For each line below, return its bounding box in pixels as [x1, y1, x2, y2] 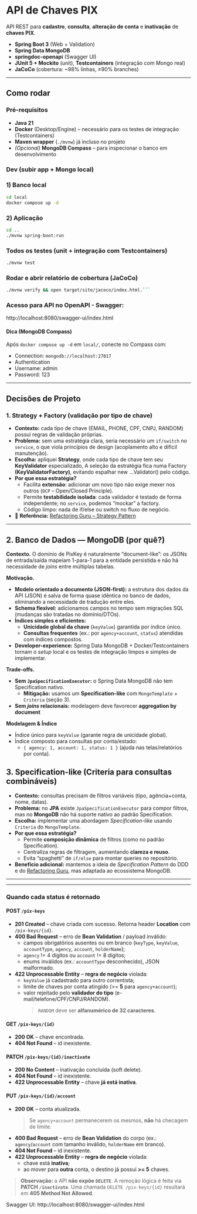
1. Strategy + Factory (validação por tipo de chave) [6, 411, 152, 420]
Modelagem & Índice [6, 720, 57, 727]
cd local [6, 194, 28, 200]
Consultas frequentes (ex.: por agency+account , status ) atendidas [23, 629, 184, 636]
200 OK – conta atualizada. [14, 1105, 81, 1112]
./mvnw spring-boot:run [6, 232, 64, 238]
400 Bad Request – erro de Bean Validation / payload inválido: [14, 933, 167, 940]
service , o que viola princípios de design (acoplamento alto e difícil [14, 444, 178, 451]
